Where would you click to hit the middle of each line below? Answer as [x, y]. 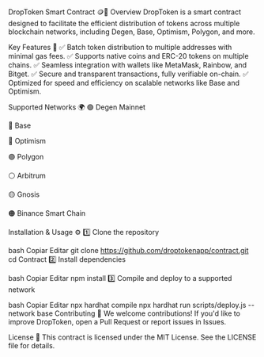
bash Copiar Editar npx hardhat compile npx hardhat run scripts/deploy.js [127, 305]
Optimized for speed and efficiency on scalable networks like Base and [124, 83]
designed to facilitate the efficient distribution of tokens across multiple [124, 23]
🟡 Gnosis [24, 194]
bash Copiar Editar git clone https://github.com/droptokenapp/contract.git [128, 250]
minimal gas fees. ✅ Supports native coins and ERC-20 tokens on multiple [128, 56]
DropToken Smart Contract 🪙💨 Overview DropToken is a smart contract [125, 12]
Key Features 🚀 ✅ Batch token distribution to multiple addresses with [120, 47]
